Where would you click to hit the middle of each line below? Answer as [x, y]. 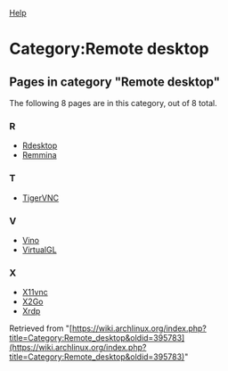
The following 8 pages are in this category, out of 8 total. [113, 103]
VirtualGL [39, 250]
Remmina [39, 155]
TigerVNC [41, 198]
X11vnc [35, 293]
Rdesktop [40, 145]
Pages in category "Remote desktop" [115, 82]
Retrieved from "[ [41, 328]
